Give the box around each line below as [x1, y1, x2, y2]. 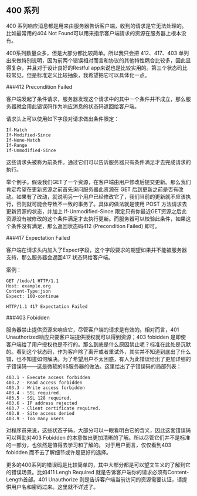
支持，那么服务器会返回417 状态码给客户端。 [6, 253, 114, 260]
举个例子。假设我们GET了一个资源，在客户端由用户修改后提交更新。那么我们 [6, 178, 191, 185]
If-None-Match [6, 137, 41, 143]
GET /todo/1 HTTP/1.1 [6, 278, 59, 284]
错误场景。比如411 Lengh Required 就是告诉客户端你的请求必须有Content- [11, 468, 189, 475]
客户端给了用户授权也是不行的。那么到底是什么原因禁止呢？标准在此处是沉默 [6, 340, 191, 348]
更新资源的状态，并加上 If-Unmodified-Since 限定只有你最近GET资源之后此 [6, 207, 187, 215]
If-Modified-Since [6, 132, 51, 138]
